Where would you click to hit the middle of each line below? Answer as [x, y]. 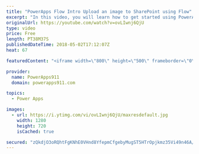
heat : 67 [17, 50]
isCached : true [36, 131]
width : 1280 [31, 120]
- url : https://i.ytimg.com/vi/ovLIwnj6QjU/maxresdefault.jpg [90, 115]
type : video [21, 28]
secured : [17, 142]
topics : [16, 93]
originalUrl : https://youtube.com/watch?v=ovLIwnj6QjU [75, 23]
